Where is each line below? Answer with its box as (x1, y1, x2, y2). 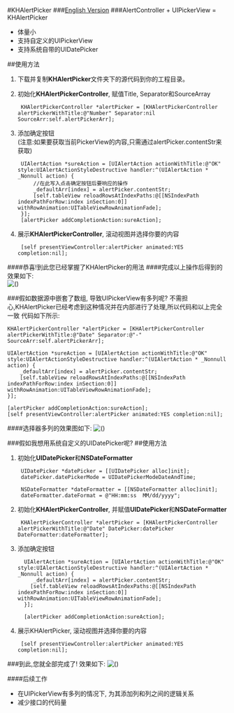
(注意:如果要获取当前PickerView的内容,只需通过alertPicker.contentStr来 (17, 138, 222, 146)
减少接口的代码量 (17, 698, 67, 706)
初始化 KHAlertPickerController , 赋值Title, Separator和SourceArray (17, 90, 211, 98)
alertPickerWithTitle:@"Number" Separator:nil (17, 110, 156, 117)
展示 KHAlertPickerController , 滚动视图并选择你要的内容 (17, 230, 180, 238)
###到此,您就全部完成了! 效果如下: (7, 660, 106, 668)
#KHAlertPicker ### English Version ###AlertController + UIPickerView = (7, 6, 217, 14)
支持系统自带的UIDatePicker (17, 45, 98, 53)
